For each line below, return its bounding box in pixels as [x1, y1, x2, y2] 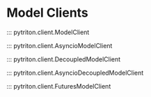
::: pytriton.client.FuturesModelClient [6, 82, 111, 90]
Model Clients [6, 5, 88, 21]
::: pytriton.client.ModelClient [6, 28, 90, 36]
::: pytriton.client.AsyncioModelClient [6, 41, 113, 50]
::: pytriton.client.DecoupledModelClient [6, 54, 121, 64]
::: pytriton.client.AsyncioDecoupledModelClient [6, 68, 144, 77]
